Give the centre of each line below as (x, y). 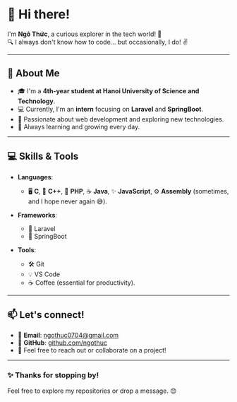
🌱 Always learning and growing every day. (79, 126)
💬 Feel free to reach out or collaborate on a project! (92, 350)
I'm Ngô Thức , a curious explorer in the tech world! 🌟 (85, 34)
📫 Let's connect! (46, 315)
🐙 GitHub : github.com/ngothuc (62, 343)
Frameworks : (37, 215)
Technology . (36, 101)
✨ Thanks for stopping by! (53, 375)
